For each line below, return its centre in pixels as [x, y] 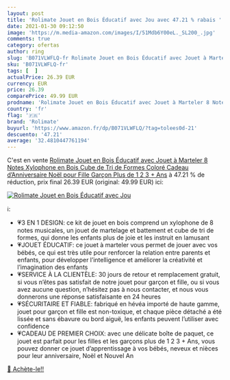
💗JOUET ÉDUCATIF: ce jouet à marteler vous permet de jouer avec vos [117, 245]
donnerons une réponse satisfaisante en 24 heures [89, 297]
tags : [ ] [23, 71]
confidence [33, 327]
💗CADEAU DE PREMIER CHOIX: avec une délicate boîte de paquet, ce [115, 333]
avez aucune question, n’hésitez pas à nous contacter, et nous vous [113, 290]
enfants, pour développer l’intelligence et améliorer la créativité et [110, 260]
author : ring [26, 52]
